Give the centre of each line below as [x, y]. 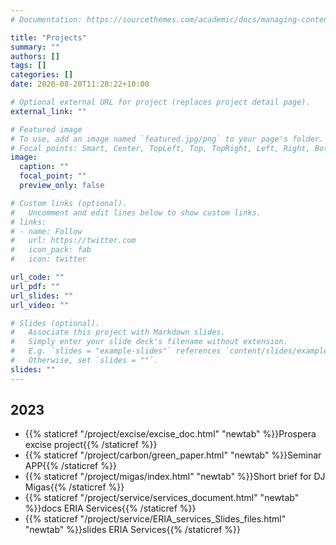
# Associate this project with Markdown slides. [118, 332]
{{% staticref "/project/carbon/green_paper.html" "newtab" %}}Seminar [173, 455]
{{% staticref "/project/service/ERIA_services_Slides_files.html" [155, 519]
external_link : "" [48, 111]
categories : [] [42, 75]
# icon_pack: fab [51, 250]
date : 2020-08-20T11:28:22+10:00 [80, 84]
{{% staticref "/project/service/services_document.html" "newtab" [162, 498]
